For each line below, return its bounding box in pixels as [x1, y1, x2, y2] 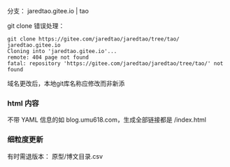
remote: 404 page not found [7, 54, 89, 61]
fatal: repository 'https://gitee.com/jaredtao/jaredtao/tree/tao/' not [7, 60, 224, 67]
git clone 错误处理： [7, 22, 65, 30]
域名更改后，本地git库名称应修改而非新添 [7, 80, 125, 87]
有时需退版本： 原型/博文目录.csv [7, 152, 103, 160]
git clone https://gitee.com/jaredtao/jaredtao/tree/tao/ [7, 36, 180, 43]
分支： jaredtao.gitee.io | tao [7, 7, 89, 15]
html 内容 [7, 98, 40, 108]
